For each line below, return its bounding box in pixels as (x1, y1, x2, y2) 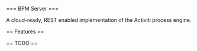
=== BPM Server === (6, 5, 59, 12)
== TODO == (6, 40, 38, 46)
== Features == (6, 28, 44, 35)
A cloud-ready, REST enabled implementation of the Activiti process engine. (6, 17, 192, 23)
